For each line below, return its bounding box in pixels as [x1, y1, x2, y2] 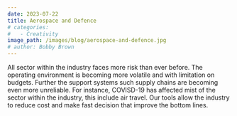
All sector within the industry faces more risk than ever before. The [7, 63, 204, 71]
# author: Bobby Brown [7, 43, 75, 51]
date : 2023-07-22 [7, 10, 59, 18]
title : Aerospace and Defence [7, 17, 97, 24]
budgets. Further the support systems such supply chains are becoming [7, 78, 219, 86]
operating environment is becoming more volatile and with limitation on [7, 70, 215, 79]
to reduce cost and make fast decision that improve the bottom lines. [7, 101, 209, 109]
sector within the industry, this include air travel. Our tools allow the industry [7, 93, 230, 102]
